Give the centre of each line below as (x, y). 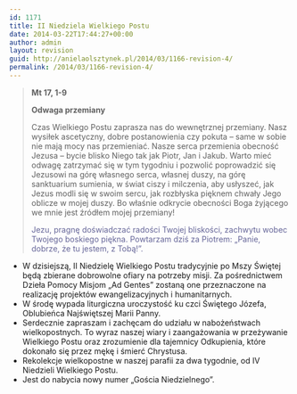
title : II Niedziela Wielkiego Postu (79, 26)
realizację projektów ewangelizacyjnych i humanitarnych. (127, 294)
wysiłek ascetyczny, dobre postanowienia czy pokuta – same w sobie (159, 136)
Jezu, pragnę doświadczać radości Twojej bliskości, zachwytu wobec (159, 229)
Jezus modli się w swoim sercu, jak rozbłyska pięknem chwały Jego (156, 193)
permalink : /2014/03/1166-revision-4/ (81, 68)
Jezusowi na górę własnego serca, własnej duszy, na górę (138, 174)
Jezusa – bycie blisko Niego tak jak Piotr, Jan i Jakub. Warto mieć (151, 155)
